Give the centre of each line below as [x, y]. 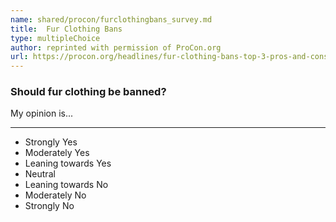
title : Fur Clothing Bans [66, 29]
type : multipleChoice [55, 38]
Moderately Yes [57, 153]
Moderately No [55, 195]
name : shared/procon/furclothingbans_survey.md [111, 19]
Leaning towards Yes [68, 163]
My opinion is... [42, 113]
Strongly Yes [51, 142]
